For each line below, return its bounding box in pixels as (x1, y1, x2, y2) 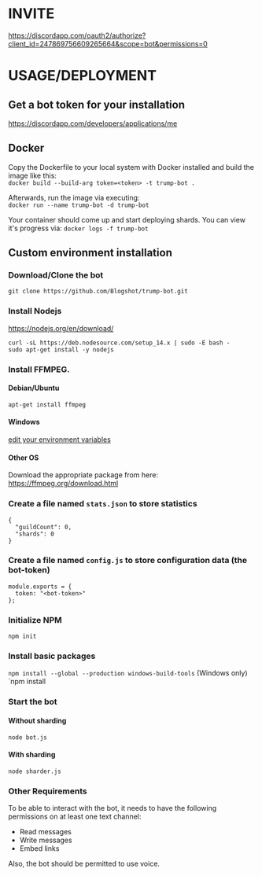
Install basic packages (8, 650, 96, 661)
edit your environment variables (8, 435, 112, 444)
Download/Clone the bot (8, 270, 104, 281)
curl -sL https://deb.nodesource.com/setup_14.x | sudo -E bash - (8, 339, 231, 347)
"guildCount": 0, (15, 523, 72, 531)
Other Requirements (8, 786, 88, 797)
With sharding (8, 750, 56, 760)
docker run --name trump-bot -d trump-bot (8, 201, 149, 209)
